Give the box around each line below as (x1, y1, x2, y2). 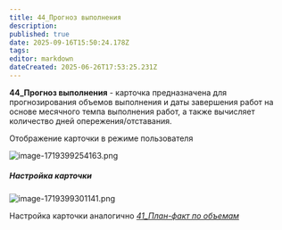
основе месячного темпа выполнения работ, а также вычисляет (9, 106, 256, 117)
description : (9, 21, 58, 30)
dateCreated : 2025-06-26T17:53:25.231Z (9, 63, 158, 72)
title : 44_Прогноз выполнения (9, 12, 122, 22)
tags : (9, 46, 29, 55)
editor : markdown (9, 54, 74, 63)
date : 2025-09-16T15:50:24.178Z (9, 37, 129, 47)
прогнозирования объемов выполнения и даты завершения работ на (9, 96, 274, 107)
